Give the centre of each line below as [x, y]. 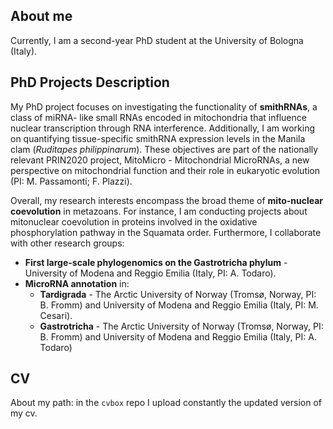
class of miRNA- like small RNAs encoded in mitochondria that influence [158, 117]
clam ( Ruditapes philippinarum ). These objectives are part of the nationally [164, 149]
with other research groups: [67, 243]
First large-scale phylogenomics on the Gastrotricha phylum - [156, 262]
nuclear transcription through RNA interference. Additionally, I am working [162, 128]
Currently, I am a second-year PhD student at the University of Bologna [157, 40]
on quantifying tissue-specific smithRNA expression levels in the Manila [158, 138]
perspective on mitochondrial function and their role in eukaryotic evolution [165, 170]
